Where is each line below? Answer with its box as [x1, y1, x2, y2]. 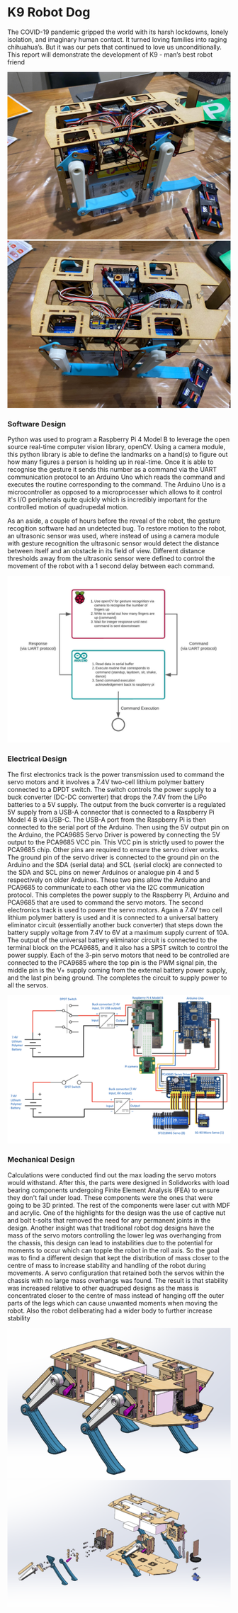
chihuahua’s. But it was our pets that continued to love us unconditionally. [7, 43, 222, 51]
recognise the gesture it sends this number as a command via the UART [7, 465, 217, 474]
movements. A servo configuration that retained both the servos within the [7, 1269, 225, 1277]
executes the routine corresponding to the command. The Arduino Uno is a [7, 480, 226, 489]
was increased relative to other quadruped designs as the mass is [7, 1284, 200, 1292]
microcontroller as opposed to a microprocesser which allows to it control [7, 488, 222, 497]
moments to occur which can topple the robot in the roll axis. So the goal [7, 1246, 220, 1255]
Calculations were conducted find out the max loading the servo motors [7, 1170, 217, 1179]
